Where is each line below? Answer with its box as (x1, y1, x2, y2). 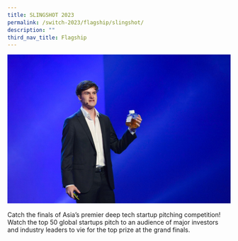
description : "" (7, 26, 55, 33)
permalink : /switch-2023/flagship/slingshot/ (7, 18, 144, 26)
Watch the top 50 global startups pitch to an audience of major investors (7, 218, 219, 226)
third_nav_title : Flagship (7, 34, 87, 41)
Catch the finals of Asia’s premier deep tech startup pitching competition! (7, 210, 221, 219)
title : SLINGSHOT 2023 (7, 11, 74, 18)
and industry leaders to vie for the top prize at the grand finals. (7, 225, 191, 234)
